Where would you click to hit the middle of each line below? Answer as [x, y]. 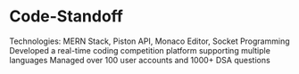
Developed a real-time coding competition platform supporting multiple [140, 50]
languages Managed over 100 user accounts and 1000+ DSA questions [140, 60]
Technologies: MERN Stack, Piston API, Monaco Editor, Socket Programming [149, 41]
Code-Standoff [66, 16]
